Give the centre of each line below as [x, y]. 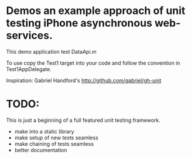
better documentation [41, 150]
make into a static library [44, 131]
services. [29, 36]
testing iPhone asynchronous [79, 23]
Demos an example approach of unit [96, 11]
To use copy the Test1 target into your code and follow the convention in [93, 63]
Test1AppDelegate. [29, 69]
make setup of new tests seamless [56, 138]
